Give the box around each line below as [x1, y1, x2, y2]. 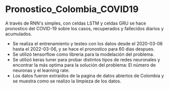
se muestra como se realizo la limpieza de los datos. [12, 78, 122, 84]
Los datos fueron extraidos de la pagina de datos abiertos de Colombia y [12, 72, 164, 78]
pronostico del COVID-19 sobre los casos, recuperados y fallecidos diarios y [5, 25, 164, 31]
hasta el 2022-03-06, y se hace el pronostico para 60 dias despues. [12, 46, 155, 52]
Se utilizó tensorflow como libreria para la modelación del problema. [12, 51, 154, 57]
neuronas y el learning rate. [12, 67, 70, 73]
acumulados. [5, 31, 32, 37]
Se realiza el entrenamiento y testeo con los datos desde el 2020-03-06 [12, 40, 163, 46]
